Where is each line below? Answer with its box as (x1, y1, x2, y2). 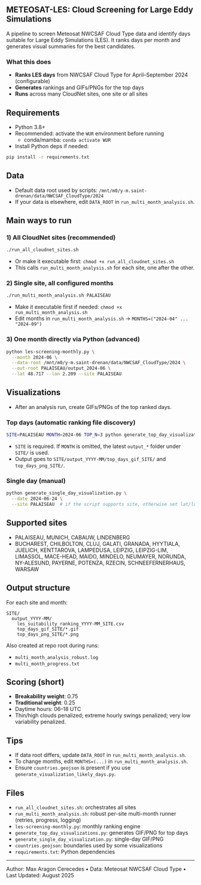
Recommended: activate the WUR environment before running (14, 130, 165, 137)
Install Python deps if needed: (14, 142, 89, 149)
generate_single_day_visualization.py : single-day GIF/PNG (14, 835, 164, 843)
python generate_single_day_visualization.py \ (6, 490, 127, 496)
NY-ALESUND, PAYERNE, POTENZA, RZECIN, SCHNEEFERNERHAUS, (14, 559, 185, 566)
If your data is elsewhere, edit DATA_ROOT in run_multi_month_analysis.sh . (14, 198, 195, 205)
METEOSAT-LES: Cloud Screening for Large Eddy (6, 5, 193, 15)
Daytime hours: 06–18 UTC (14, 706, 81, 713)
